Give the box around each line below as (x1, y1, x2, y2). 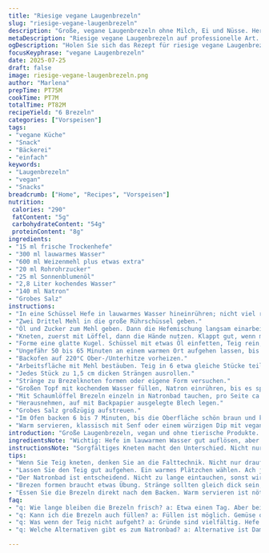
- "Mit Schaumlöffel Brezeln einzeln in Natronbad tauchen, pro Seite (8, 392, 249, 400)
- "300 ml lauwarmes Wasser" (8, 250, 106, 258)
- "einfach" (8, 153, 48, 161)
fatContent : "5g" (11, 213, 70, 221)
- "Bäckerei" (8, 146, 52, 154)
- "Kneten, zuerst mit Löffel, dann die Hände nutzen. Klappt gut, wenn (8, 332, 256, 341)
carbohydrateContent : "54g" (11, 220, 106, 228)
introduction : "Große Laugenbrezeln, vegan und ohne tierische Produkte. (8, 429, 260, 437)
